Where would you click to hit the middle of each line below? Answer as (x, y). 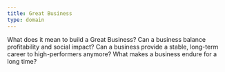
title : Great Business (40, 13)
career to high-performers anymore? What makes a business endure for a (112, 54)
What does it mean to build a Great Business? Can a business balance (106, 39)
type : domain (26, 20)
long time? (22, 61)
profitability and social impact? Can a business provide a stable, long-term (113, 47)
